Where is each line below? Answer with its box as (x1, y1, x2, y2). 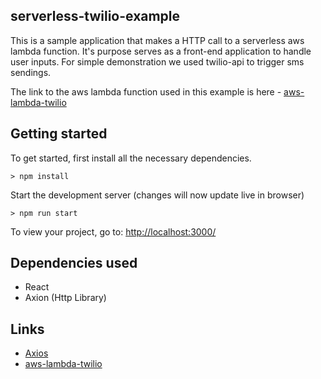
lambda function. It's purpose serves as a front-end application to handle (10, 45, 312, 57)
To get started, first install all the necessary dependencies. (10, 152, 252, 164)
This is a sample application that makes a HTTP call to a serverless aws (10, 34, 305, 46)
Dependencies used (10, 255, 138, 272)
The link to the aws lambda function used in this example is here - (10, 85, 282, 98)
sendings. (10, 66, 52, 78)
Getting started (10, 125, 108, 143)
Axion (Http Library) (24, 292, 107, 304)
